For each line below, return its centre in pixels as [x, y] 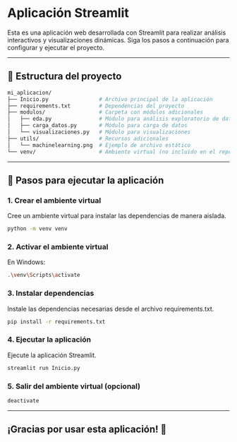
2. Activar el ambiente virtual [58, 246]
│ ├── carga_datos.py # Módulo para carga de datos [98, 126]
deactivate [23, 400]
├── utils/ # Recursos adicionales [88, 138]
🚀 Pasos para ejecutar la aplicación [86, 180]
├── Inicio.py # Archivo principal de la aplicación [110, 99]
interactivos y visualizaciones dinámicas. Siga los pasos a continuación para [118, 40]
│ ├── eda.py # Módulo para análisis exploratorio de [113, 119]
